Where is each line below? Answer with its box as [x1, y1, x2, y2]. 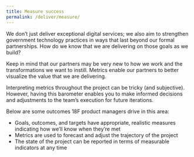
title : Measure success [6, 8, 65, 15]
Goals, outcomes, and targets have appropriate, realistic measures [14, 119, 176, 126]
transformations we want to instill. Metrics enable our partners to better [6, 66, 179, 73]
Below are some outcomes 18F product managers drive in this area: [6, 108, 169, 115]
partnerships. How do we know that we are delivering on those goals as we [6, 42, 188, 50]
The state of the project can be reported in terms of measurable [14, 138, 169, 145]
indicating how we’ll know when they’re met [14, 125, 121, 132]
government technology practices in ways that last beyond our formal [6, 36, 175, 43]
